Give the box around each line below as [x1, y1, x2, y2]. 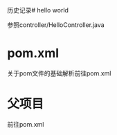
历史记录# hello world [7, 6, 69, 14]
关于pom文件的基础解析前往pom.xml [7, 69, 111, 78]
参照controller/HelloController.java [7, 21, 105, 29]
